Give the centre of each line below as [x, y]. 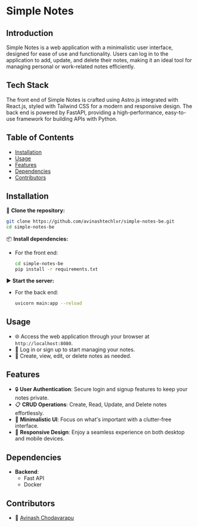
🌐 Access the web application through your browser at [82, 336]
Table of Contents [40, 138]
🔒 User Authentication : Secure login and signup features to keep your [101, 389]
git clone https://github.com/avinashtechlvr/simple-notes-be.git [90, 222]
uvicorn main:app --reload [48, 303]
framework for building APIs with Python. [67, 118]
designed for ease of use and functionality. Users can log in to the [87, 54]
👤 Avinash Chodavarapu [44, 518]
